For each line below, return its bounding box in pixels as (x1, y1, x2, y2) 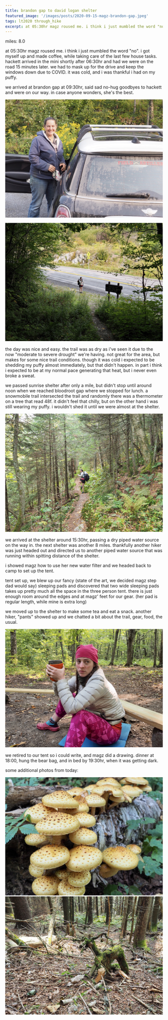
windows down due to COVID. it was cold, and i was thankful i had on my (5, 69, 155, 75)
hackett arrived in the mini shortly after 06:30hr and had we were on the (5, 59, 154, 65)
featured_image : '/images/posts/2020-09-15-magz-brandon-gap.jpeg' (5, 13, 149, 19)
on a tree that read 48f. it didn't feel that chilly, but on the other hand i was (5, 398, 158, 405)
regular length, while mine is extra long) (5, 599, 87, 605)
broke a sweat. (5, 373, 36, 379)
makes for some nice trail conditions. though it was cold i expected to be (5, 357, 155, 363)
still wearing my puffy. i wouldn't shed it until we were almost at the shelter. (5, 404, 160, 410)
